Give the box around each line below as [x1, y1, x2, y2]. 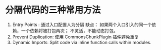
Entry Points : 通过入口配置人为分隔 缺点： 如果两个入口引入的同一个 [12, 22, 152, 27]
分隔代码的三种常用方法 [5, 4, 101, 16]
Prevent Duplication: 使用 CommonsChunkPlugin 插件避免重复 [12, 34, 139, 40]
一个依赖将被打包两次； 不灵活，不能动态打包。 [21, 27, 118, 33]
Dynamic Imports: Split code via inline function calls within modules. [12, 39, 152, 45]
